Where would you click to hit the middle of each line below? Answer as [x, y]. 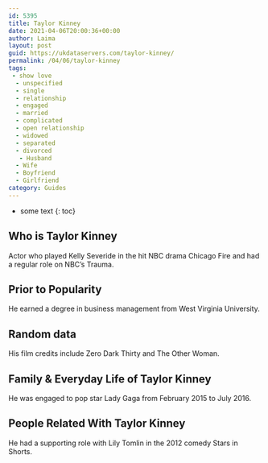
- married [32, 114]
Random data [42, 334]
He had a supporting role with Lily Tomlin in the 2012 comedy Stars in [124, 443]
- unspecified [39, 83]
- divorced [34, 151]
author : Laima [32, 38]
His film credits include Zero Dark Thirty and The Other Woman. [114, 353]
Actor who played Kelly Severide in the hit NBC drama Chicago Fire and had [134, 255]
